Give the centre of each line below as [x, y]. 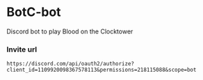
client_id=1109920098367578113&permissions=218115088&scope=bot [101, 70]
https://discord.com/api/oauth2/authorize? [71, 64]
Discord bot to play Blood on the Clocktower [70, 31]
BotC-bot [34, 12]
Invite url [22, 49]
